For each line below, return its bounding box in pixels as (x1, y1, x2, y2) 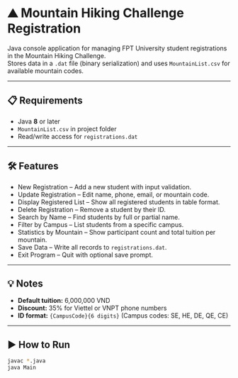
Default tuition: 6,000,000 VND (17, 296, 110, 305)
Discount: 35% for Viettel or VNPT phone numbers (17, 304, 167, 313)
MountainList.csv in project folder (17, 124, 117, 133)
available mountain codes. (7, 66, 84, 75)
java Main (7, 364, 37, 372)
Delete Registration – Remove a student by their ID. (17, 205, 166, 213)
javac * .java (7, 357, 46, 365)
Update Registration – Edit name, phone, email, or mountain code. (17, 190, 210, 199)
